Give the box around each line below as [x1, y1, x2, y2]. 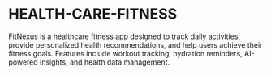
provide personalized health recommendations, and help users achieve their [8, 40, 263, 49]
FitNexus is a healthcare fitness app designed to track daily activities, [8, 31, 241, 41]
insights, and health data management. [39, 57, 170, 67]
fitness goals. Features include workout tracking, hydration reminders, [8, 48, 243, 58]
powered [8, 57, 38, 67]
